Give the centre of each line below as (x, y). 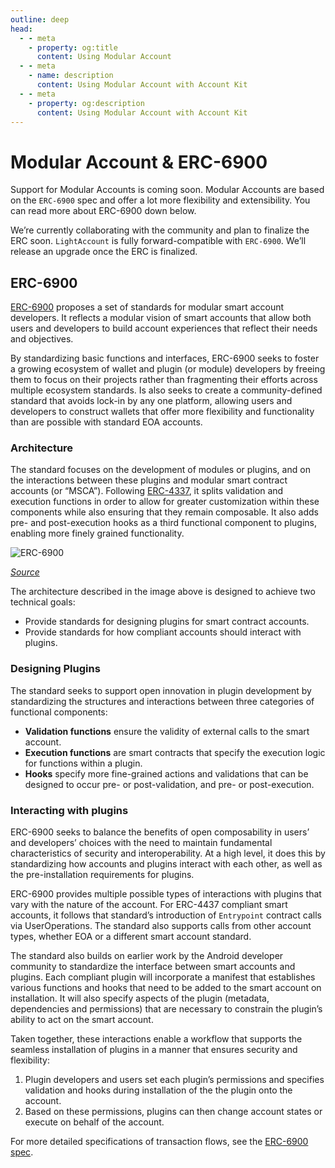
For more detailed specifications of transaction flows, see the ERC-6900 (159, 1142)
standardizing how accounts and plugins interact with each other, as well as (166, 864)
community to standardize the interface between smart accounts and (153, 967)
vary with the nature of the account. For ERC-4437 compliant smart (149, 905)
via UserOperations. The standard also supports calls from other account (161, 926)
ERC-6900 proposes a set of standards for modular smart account (147, 307)
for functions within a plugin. (83, 763)
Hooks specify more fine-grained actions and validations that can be (166, 773)
